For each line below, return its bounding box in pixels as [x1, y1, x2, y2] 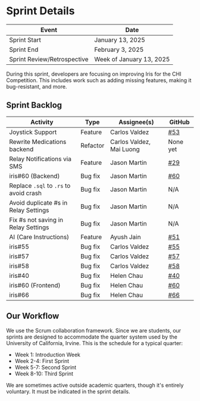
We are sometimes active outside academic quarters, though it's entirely [6, 381, 184, 389]
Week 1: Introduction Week [14, 351, 81, 358]
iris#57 [9, 252, 30, 260]
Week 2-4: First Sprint [14, 357, 70, 364]
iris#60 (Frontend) [9, 281, 61, 289]
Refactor [80, 141, 105, 149]
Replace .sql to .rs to [9, 181, 71, 190]
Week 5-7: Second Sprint [14, 364, 77, 371]
